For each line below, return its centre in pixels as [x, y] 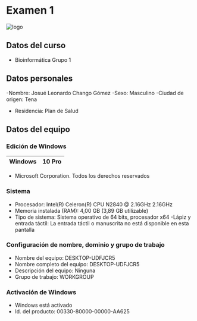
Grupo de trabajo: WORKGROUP [54, 276]
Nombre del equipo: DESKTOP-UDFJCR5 [65, 258]
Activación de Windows [41, 292]
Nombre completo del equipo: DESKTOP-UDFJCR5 [77, 264]
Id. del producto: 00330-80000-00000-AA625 [72, 311]
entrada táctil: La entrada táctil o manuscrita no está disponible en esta [102, 223]
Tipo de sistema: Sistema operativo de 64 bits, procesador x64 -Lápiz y [103, 217]
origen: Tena [22, 99]
